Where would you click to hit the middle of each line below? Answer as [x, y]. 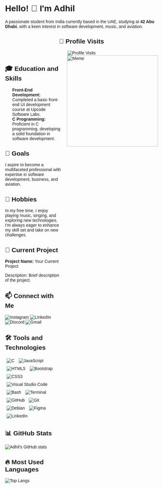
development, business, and [32, 179]
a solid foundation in [31, 134]
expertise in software [25, 174]
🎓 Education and [32, 69]
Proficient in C [25, 124]
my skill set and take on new [32, 230]
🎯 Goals [17, 153]
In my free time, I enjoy [27, 211]
